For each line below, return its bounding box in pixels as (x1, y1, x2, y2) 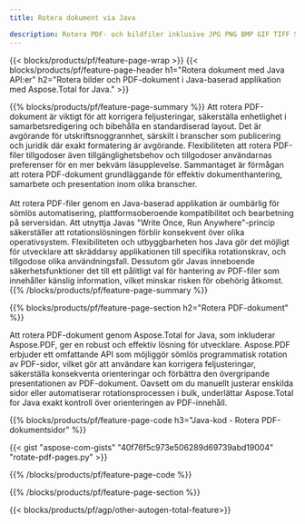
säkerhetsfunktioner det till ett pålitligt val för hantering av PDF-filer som (9, 265, 280, 276)
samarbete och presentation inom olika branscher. (9, 178, 198, 189)
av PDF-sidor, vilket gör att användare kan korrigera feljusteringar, (9, 358, 257, 369)
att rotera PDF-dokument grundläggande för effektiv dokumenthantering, (9, 169, 283, 180)
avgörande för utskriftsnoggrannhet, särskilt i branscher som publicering (9, 130, 281, 141)
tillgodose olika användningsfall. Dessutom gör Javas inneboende (9, 255, 256, 266)
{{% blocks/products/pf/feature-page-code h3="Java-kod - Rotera (9, 414, 261, 425)
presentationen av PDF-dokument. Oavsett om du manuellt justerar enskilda (9, 378, 293, 389)
